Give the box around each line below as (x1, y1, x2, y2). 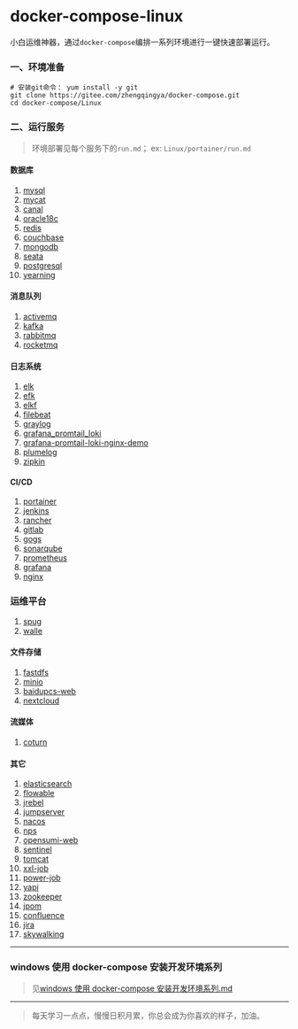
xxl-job (22, 863, 50, 874)
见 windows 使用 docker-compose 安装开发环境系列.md (31, 983, 233, 994)
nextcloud (22, 695, 60, 706)
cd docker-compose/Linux (10, 99, 102, 108)
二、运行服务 (10, 121, 65, 134)
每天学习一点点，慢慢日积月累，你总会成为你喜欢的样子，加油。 (31, 1010, 264, 1020)
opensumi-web (22, 835, 79, 846)
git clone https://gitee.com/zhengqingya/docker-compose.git (10, 91, 241, 100)
